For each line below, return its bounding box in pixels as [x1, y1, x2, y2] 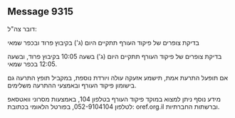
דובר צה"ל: [7, 24, 37, 33]
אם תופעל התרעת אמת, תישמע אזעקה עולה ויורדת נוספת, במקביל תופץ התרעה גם [7, 73, 229, 82]
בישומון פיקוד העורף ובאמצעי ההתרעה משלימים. [7, 81, 137, 90]
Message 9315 [7, 6, 73, 18]
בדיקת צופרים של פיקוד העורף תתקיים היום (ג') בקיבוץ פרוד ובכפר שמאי [7, 38, 199, 47]
